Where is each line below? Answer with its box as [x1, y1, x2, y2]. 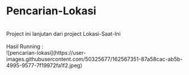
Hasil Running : [6, 43, 44, 50]
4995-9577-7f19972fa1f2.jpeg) [6, 61, 83, 69]
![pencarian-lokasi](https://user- [6, 49, 86, 56]
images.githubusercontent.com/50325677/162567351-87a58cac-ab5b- [6, 55, 183, 62]
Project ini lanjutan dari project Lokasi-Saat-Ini [6, 30, 121, 37]
